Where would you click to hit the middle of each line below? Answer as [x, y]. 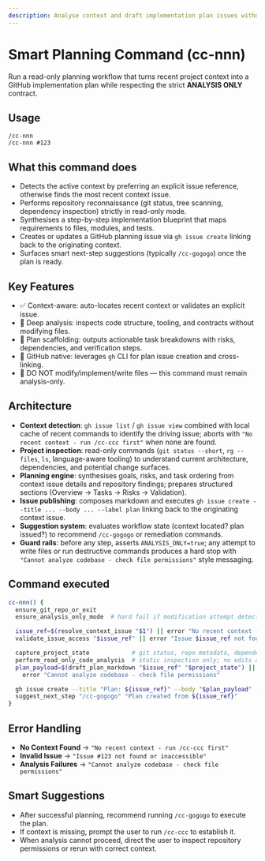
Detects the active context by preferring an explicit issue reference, [129, 186]
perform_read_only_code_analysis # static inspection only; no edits [134, 660]
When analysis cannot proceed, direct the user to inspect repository [130, 840]
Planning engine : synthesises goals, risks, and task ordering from [127, 475]
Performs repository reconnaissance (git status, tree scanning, [121, 203]
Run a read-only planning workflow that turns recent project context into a [129, 77]
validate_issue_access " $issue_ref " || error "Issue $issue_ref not [130, 639]
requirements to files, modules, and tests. [87, 228]
